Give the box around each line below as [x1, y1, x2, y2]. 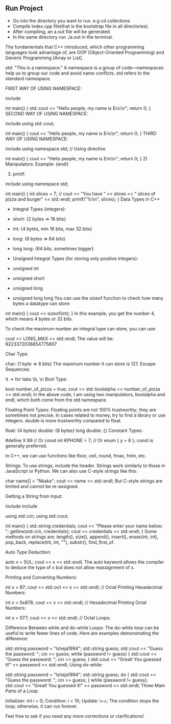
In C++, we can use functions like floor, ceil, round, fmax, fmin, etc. [5, 452, 146, 458]
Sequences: [5, 366, 31, 372]
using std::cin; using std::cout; [5, 513, 69, 519]
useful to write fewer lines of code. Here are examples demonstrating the [5, 630, 159, 636]
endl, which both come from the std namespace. [5, 397, 108, 403]
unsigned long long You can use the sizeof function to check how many [12, 295, 163, 301]
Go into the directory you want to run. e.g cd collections [12, 17, 130, 23]
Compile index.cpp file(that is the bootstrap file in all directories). [12, 23, 150, 29]
